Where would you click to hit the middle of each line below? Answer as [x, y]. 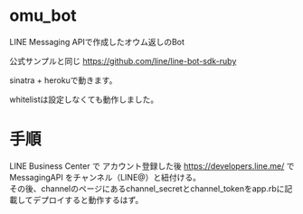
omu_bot [43, 16]
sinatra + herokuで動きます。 [63, 80]
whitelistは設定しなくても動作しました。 [84, 99]
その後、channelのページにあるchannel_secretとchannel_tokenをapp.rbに [147, 188]
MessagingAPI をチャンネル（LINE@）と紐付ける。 [105, 177]
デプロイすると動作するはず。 [88, 200]
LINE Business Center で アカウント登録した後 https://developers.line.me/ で [152, 166]
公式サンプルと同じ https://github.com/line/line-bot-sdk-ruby [123, 60]
